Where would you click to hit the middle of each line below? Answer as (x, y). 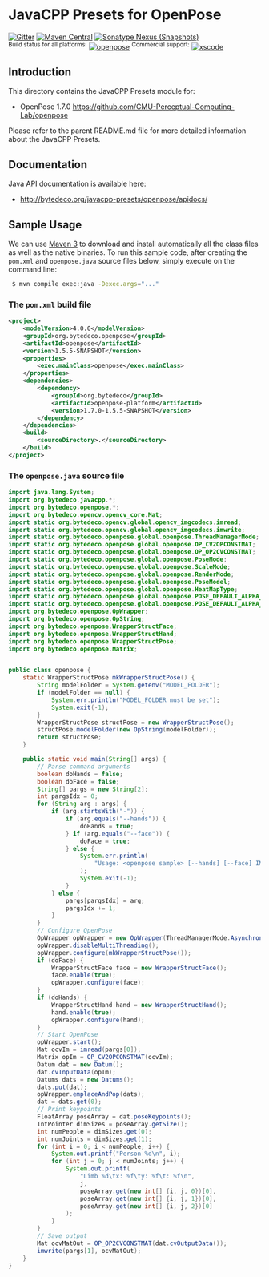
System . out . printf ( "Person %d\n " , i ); (116, 1154)
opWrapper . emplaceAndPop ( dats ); (91, 1094)
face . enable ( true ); (83, 975)
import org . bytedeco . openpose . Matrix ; (73, 649)
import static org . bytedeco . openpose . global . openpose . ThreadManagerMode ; (134, 537)
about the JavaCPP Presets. (54, 139)
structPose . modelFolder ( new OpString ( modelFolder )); (127, 730)
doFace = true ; (105, 841)
